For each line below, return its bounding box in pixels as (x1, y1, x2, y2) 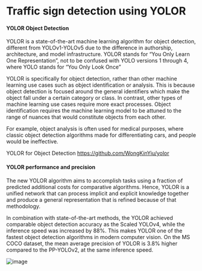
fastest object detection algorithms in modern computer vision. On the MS (6, 233, 191, 240)
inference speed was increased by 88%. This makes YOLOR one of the (6, 227, 183, 234)
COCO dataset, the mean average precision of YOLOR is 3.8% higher (6, 240, 178, 247)
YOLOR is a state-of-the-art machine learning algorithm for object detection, (6, 38, 196, 45)
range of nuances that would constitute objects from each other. (6, 113, 166, 121)
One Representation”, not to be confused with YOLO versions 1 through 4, (6, 57, 189, 64)
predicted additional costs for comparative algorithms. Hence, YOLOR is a (6, 183, 189, 190)
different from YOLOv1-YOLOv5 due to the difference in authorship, (6, 44, 173, 52)
